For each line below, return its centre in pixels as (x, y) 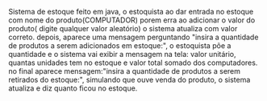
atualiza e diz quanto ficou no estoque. (73, 88)
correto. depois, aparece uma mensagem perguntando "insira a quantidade (133, 37)
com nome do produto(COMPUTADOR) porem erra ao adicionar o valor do (132, 20)
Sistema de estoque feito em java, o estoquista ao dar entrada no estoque (131, 12)
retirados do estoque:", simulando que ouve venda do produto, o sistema (129, 80)
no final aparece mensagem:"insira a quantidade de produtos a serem (124, 71)
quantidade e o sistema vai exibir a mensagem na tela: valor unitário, (122, 54)
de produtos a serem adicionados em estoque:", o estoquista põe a (120, 46)
